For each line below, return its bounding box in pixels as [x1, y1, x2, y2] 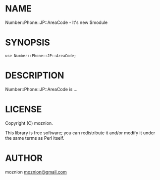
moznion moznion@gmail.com [5, 169, 67, 175]
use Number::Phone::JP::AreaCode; [5, 53, 77, 58]
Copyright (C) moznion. [5, 120, 53, 126]
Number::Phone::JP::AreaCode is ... [5, 86, 78, 92]
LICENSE [5, 104, 42, 115]
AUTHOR [5, 152, 43, 164]
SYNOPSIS [5, 37, 51, 48]
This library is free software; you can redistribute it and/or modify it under [5, 130, 156, 136]
